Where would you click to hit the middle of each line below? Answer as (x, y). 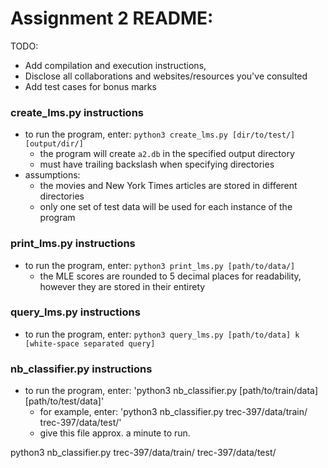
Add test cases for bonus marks (90, 86)
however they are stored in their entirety (122, 286)
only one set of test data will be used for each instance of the (166, 207)
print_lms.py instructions (73, 244)
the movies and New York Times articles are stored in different (168, 186)
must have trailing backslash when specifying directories (157, 164)
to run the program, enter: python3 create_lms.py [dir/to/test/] (160, 134)
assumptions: (52, 175)
